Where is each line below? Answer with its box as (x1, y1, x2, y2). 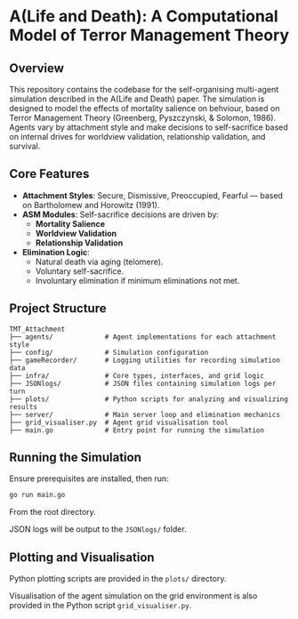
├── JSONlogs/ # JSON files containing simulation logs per (9, 379, 277, 388)
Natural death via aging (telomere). (35, 256, 164, 267)
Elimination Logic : (21, 246, 91, 257)
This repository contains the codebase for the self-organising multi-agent (9, 84, 279, 94)
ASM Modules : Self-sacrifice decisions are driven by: (21, 209, 220, 220)
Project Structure (9, 301, 107, 317)
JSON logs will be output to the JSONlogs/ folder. (9, 524, 187, 535)
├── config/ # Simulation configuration (9, 348, 209, 357)
